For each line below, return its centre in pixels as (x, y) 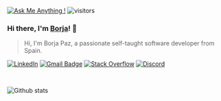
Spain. (33, 51)
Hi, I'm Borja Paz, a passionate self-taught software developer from (119, 43)
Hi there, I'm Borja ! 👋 (42, 28)
